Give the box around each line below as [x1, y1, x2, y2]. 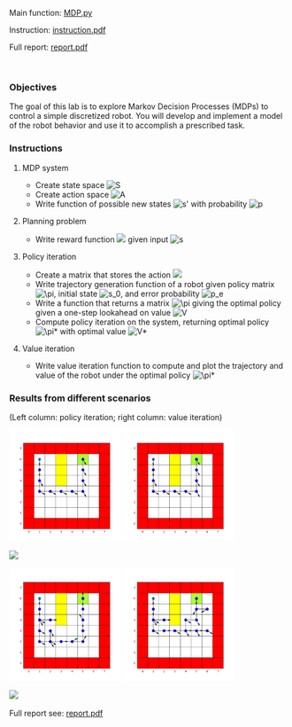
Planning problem [21, 215, 87, 226]
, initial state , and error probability [53, 288, 201, 299]
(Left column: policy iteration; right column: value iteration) [9, 411, 223, 422]
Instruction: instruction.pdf [9, 25, 106, 35]
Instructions [9, 142, 64, 154]
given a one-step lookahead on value [35, 307, 171, 317]
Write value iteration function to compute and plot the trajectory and [35, 360, 284, 371]
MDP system [21, 162, 69, 173]
